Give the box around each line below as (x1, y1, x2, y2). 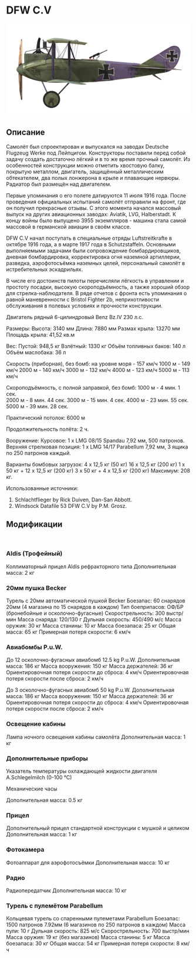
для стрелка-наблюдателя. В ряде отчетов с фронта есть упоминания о (6, 289, 187, 297)
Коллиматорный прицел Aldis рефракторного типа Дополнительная (6, 562, 176, 570)
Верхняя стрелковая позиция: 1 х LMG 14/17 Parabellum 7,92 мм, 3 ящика (6, 443, 188, 450)
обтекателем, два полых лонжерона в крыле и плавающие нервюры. (6, 174, 180, 181)
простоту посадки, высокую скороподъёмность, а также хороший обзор (6, 283, 190, 290)
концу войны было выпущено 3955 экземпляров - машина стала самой (6, 217, 187, 224)
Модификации (6, 520, 63, 530)
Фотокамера (6, 846, 45, 854)
